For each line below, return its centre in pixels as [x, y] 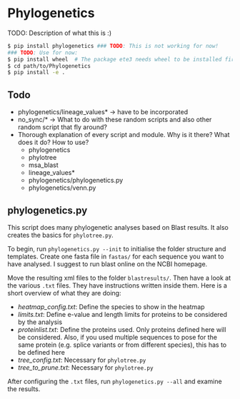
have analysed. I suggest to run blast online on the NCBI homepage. [107, 264]
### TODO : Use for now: [43, 52]
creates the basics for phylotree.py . [61, 235]
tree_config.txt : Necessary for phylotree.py [82, 360]
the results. [24, 389]
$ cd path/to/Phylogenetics [49, 66]
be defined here [41, 352]
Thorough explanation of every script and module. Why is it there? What [124, 135]
